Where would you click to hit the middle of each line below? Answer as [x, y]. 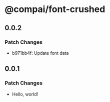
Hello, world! [25, 94]
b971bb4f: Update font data [40, 53]
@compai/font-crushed [55, 9]
